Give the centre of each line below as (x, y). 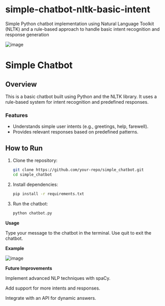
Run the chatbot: (30, 203)
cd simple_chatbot (32, 175)
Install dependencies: (35, 184)
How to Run (24, 148)
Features (17, 115)
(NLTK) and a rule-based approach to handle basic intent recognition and (82, 29)
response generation (27, 34)
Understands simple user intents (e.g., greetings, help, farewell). (80, 126)
